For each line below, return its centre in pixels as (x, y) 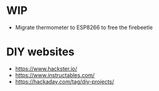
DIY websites (41, 52)
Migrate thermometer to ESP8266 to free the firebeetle (84, 27)
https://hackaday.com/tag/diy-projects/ (65, 81)
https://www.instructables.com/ (55, 75)
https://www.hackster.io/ (46, 69)
